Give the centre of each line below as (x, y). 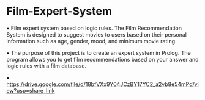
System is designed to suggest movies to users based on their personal (96, 34)
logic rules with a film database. (47, 66)
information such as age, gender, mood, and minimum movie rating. (91, 41)
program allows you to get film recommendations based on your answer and (102, 59)
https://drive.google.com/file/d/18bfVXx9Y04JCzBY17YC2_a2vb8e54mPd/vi (102, 84)
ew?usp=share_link (31, 90)
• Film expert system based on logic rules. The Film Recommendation (94, 28)
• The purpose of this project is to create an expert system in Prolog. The (99, 52)
